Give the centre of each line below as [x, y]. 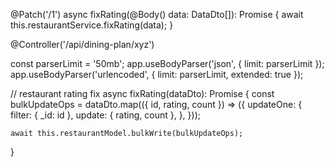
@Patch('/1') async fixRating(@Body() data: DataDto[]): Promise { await [157, 14]
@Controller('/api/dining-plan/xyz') [82, 44]
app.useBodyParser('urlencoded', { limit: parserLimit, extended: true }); [157, 74]
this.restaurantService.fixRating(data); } [92, 25]
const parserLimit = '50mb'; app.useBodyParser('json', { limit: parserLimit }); [167, 63]
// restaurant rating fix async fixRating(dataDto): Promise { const [142, 93]
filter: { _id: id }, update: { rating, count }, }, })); [105, 115]
